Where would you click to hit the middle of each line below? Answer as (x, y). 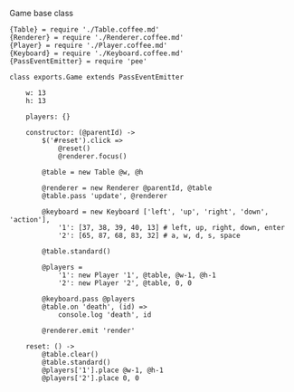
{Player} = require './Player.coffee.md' (89, 45)
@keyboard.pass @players (89, 299)
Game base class (42, 13)
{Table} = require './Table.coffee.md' (85, 30)
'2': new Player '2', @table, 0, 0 (125, 283)
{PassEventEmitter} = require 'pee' (78, 62)
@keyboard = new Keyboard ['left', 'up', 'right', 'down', (156, 212)
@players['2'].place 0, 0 (91, 378)
